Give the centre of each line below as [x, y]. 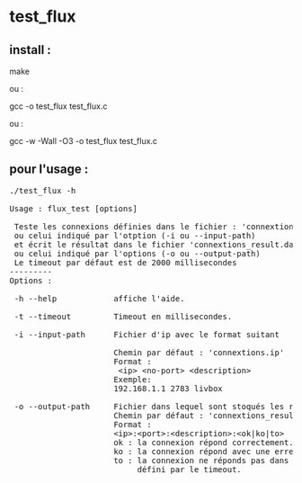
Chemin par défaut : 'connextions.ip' [199, 352]
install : [30, 50]
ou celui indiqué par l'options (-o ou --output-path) [137, 253]
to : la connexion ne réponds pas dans [201, 460]
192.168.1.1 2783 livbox [168, 388]
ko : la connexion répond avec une [192, 451]
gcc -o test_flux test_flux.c [58, 106]
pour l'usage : [49, 170]
